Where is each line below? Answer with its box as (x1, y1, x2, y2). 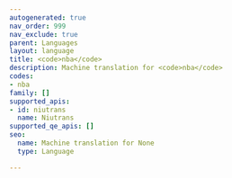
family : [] (9, 88, 50, 97)
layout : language (9, 47, 75, 56)
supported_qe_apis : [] (9, 122, 94, 131)
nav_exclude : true (9, 30, 78, 39)
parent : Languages (9, 38, 78, 48)
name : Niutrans (17, 113, 75, 122)
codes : (9, 72, 34, 81)
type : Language (17, 147, 75, 156)
